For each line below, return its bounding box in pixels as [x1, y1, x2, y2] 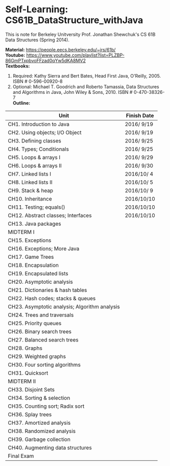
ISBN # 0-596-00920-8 [12, 78, 63, 84]
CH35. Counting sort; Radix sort [8, 402, 85, 409]
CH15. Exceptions [8, 236, 52, 243]
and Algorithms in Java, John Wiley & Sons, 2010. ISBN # [12, 89, 133, 95]
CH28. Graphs [8, 345, 42, 352]
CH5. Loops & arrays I [8, 154, 60, 161]
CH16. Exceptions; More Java [8, 245, 80, 252]
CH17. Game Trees [8, 253, 54, 260]
